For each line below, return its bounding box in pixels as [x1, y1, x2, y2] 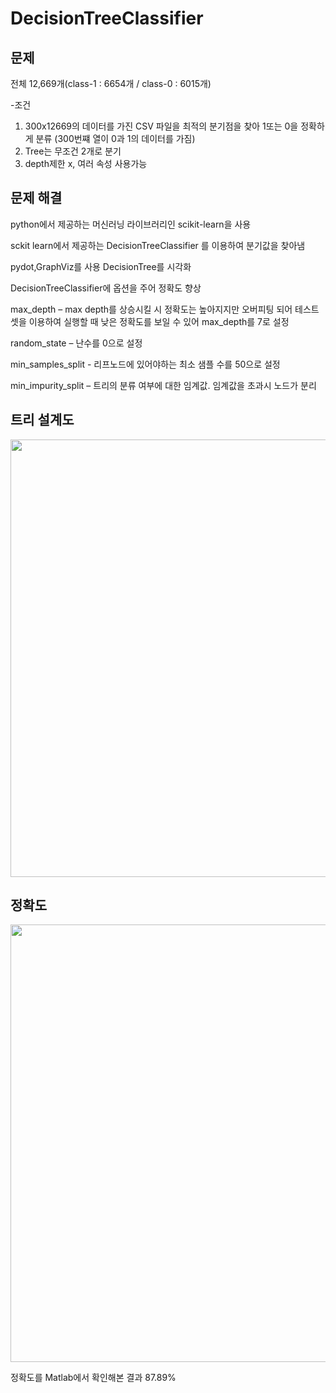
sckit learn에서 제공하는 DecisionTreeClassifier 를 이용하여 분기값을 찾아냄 [10, 239, 306, 251]
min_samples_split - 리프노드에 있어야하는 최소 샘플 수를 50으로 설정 [10, 358, 281, 370]
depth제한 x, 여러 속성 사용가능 [24, 158, 148, 169]
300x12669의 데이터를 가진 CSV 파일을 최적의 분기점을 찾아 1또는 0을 [24, 120, 299, 132]
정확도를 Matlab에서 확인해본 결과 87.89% [10, 1372, 177, 1384]
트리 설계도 [10, 412, 75, 429]
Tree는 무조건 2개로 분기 [24, 145, 122, 157]
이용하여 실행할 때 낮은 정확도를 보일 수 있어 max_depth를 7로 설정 [28, 315, 290, 327]
